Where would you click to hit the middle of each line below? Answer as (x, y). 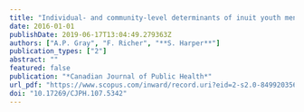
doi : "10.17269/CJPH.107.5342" (68, 93)
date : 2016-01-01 (42, 26)
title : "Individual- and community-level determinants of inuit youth (145, 18)
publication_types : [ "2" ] (58, 51)
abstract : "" (34, 60)
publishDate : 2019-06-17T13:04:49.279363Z (90, 34)
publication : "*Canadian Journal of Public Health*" (111, 77)
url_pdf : (26, 85)
